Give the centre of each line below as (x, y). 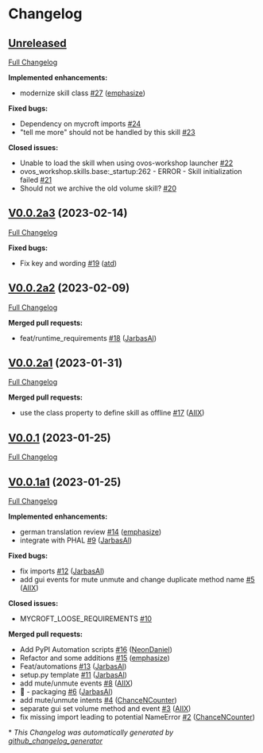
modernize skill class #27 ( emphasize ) (82, 93)
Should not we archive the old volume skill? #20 (98, 188)
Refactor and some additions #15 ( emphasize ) (95, 658)
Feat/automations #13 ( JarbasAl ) (73, 666)
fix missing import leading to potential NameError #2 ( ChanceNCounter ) (137, 717)
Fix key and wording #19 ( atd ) (68, 263)
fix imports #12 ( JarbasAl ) (62, 571)
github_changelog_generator (56, 741)
